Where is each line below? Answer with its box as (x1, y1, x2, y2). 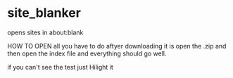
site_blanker (7, 5, 81, 21)
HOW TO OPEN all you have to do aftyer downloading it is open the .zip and (7, 41, 227, 50)
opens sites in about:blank (7, 28, 84, 37)
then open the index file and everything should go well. (7, 49, 167, 58)
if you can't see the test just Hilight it (7, 63, 114, 71)
